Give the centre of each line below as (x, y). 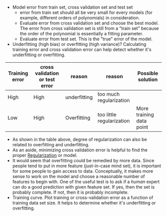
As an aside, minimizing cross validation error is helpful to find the (80, 150)
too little (107, 115)
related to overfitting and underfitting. (51, 145)
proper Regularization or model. (45, 155)
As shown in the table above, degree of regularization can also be (80, 139)
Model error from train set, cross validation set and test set (73, 7)
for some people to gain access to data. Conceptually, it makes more (83, 171)
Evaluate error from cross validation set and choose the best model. (89, 23)
